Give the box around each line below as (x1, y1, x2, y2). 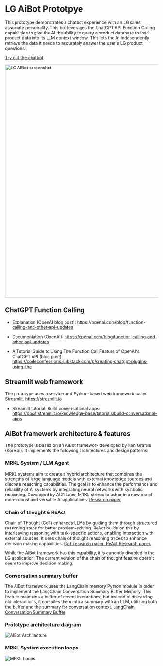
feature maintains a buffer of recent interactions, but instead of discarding (5, 594, 153, 599)
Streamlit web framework (5, 378, 83, 386)
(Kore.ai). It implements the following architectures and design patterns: (5, 448, 148, 454)
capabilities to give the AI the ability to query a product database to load (5, 30, 149, 35)
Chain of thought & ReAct (5, 509, 66, 515)
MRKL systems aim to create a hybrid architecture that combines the (5, 471, 142, 477)
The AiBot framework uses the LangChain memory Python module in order (5, 583, 154, 589)
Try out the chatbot (5, 54, 44, 60)
